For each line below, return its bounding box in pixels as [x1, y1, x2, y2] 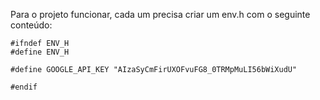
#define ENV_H [10, 47, 70, 57]
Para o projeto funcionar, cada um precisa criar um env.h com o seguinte [10, 9, 311, 20]
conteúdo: [10, 19, 53, 31]
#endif [10, 82, 38, 92]
